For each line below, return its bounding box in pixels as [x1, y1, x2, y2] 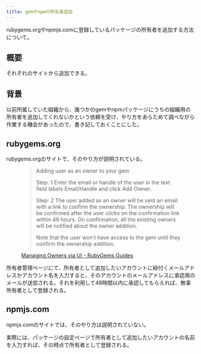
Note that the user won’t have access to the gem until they [35, 234, 181, 241]
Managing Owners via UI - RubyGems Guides [21, 252, 134, 259]
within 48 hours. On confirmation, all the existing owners [35, 216, 176, 223]
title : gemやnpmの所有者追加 [6, 8, 73, 15]
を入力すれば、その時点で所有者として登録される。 [6, 341, 133, 348]
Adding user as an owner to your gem [35, 167, 130, 174]
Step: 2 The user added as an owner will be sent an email [35, 197, 178, 204]
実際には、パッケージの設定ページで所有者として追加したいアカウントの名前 [6, 334, 196, 341]
